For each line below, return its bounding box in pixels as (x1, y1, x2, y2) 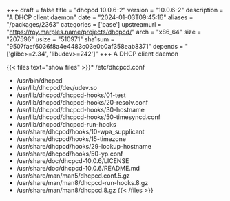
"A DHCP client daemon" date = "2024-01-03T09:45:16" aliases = (6, 13, 194, 21)
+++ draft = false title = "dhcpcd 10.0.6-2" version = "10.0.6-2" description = (6, 6, 224, 14)
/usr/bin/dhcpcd (16, 76, 63, 85)
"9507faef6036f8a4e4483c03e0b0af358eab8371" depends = (6, 43, 184, 50)
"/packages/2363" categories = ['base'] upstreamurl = (6, 21, 163, 28)
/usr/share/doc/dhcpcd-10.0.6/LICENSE (16, 157, 129, 165)
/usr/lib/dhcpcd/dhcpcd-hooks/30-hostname (16, 106, 145, 114)
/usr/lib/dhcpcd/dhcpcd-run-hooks (16, 120, 116, 128)
